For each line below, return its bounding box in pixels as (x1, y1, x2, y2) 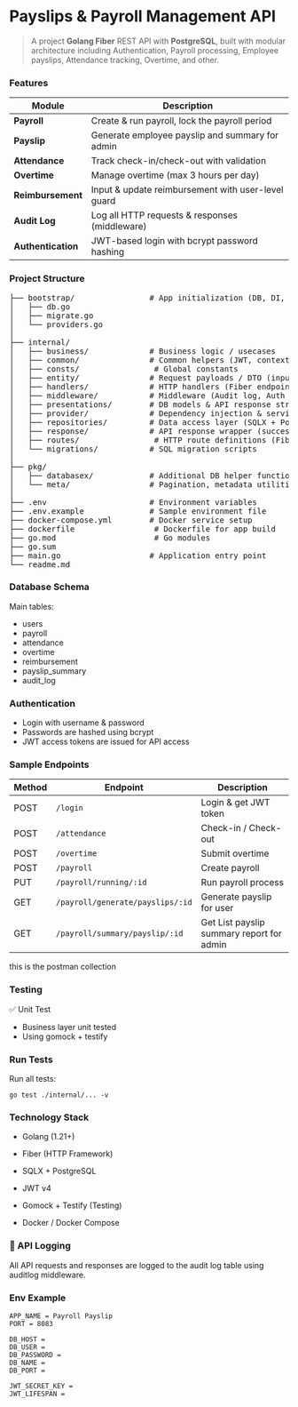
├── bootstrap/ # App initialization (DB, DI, (9, 292, 286, 303)
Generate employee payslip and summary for (90, 129, 279, 141)
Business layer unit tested (21, 1021, 117, 1032)
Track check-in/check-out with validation (90, 155, 267, 167)
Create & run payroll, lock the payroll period (90, 115, 272, 127)
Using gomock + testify (21, 1031, 108, 1042)
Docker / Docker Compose (21, 1218, 120, 1228)
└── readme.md (9, 559, 71, 570)
